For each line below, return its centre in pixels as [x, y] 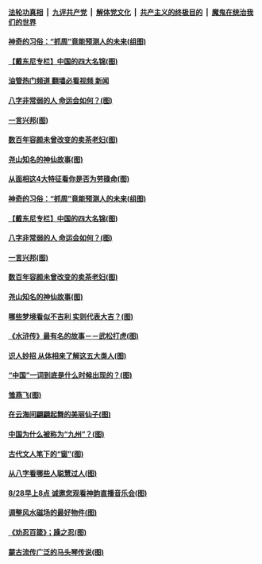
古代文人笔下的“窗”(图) [46, 454]
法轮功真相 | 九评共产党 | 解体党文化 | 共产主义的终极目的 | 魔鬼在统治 [127, 12]
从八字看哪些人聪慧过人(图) [53, 474]
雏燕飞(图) [25, 395]
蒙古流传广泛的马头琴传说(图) [56, 552]
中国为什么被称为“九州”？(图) [56, 434]
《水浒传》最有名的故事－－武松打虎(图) [73, 336]
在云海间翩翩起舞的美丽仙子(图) [60, 414]
